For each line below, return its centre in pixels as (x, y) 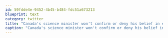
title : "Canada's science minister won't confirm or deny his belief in (82, 23)
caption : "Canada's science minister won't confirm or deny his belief (81, 28)
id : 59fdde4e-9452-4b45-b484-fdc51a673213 (50, 10)
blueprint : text (22, 14)
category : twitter (24, 19)
